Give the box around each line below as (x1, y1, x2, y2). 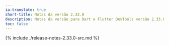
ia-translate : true (5, 7, 46, 12)
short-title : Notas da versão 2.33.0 (5, 12, 84, 17)
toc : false (5, 21, 28, 26)
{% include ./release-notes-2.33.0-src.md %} (5, 35, 100, 41)
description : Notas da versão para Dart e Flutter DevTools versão (5, 16, 150, 21)
